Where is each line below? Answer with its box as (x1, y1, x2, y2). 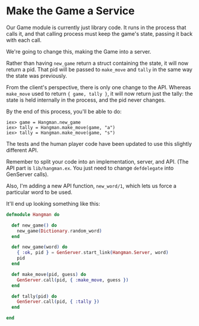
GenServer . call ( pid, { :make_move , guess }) (17, 277, 129, 283)
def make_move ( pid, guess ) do (11, 271, 86, 277)
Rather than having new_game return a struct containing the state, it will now (6, 59, 189, 67)
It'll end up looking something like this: (6, 200, 100, 207)
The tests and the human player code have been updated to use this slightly (6, 140, 192, 147)
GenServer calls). (6, 171, 49, 178)
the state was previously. (6, 72, 67, 79)
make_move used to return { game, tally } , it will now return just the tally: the (6, 90, 193, 97)
